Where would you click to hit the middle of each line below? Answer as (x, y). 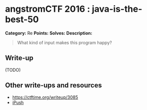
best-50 (22, 19)
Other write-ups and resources (54, 85)
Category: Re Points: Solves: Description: (49, 33)
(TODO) (13, 70)
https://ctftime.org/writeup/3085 (45, 97)
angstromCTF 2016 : (47, 9)
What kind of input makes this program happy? (64, 42)
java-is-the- (117, 9)
